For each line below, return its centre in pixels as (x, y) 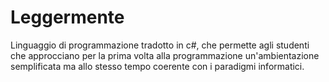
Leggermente (67, 17)
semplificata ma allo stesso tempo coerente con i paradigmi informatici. (157, 66)
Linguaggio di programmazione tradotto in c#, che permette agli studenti (160, 45)
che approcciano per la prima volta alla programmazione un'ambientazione (165, 55)
